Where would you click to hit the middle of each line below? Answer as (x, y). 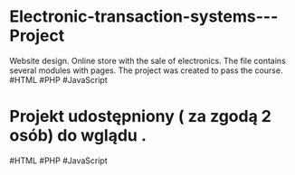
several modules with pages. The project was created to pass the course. (146, 70)
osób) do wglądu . (78, 136)
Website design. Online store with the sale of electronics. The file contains (148, 60)
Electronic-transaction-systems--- (144, 17)
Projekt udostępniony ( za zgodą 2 (140, 117)
